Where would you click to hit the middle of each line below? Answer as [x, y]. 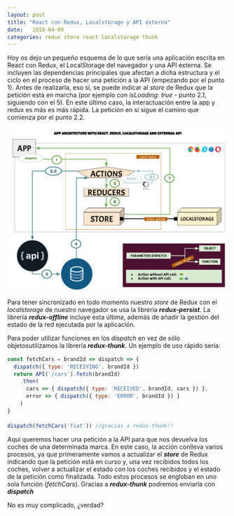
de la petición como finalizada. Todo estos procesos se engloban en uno [112, 476]
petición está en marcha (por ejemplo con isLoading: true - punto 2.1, [107, 95]
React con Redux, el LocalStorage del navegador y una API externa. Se [110, 65]
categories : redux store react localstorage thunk [83, 37]
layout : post [26, 15]
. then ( [29, 381]
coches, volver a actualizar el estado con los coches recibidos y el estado [114, 469]
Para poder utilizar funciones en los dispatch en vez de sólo [94, 338]
